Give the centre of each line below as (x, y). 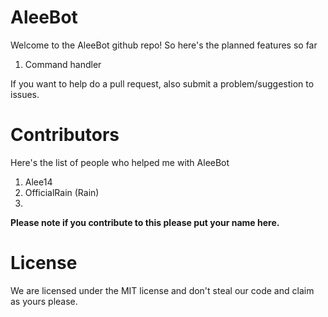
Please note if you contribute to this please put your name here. (145, 222)
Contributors (65, 135)
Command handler (63, 64)
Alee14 (38, 182)
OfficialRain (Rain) (62, 192)
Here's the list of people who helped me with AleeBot (120, 162)
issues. (25, 94)
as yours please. (44, 301)
